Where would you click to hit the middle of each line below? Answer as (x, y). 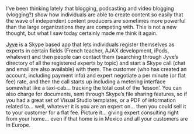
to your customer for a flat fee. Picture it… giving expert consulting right (93, 112)
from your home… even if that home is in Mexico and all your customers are (97, 119)
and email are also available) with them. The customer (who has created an (96, 69)
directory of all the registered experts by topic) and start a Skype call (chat (96, 63)
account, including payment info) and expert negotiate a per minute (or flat (96, 75)
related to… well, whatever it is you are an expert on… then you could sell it (96, 106)
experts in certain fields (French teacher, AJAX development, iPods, (88, 51)
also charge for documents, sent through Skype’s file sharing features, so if (97, 94)
